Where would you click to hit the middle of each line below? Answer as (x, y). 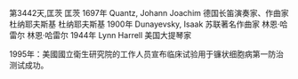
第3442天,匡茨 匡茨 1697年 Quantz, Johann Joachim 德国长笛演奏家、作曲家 (149, 13)
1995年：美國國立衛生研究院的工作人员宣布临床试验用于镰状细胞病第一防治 (147, 54)
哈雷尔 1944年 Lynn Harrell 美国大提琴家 (118, 35)
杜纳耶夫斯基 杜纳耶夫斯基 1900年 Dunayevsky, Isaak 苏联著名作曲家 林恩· (145, 24)
